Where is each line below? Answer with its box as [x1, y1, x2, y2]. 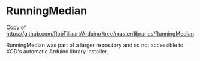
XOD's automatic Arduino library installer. [6, 47, 108, 54]
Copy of [6, 24, 26, 31]
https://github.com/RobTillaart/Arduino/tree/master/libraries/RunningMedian [6, 30, 194, 37]
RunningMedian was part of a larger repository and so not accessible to [6, 41, 184, 49]
